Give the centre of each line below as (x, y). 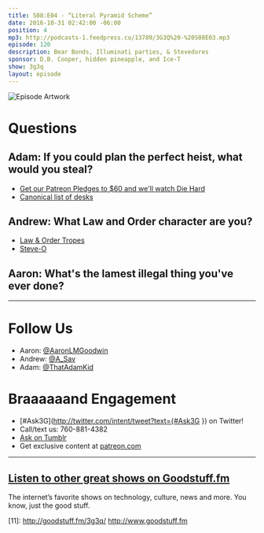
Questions (42, 128)
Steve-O (33, 249)
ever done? (36, 285)
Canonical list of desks (56, 197)
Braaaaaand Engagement (92, 399)
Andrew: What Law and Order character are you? (130, 222)
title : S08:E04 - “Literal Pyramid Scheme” (81, 15)
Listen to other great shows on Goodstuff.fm (119, 478)
